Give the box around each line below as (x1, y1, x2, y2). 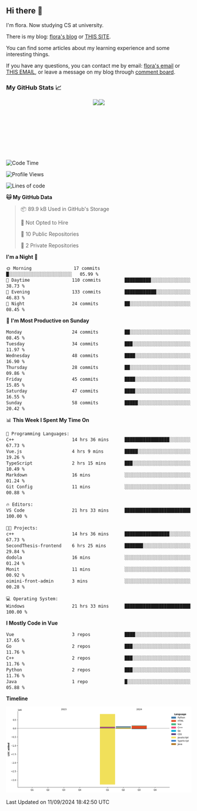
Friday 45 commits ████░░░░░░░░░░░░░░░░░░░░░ (6, 377, 191, 383)
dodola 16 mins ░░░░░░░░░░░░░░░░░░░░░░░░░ (6, 555, 191, 561)
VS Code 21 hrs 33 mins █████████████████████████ (6, 507, 191, 513)
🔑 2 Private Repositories (20, 242, 79, 249)
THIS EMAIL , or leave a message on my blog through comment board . (6, 68, 175, 75)
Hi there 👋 (6, 6, 43, 16)
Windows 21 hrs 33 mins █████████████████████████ (6, 604, 191, 609)
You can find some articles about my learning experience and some (6, 44, 170, 51)
